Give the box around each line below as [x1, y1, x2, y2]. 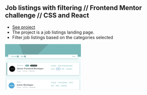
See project [12, 24, 35, 30]
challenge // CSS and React [5, 12, 89, 20]
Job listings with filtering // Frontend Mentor [5, 4, 142, 12]
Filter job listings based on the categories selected [12, 34, 113, 40]
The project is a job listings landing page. [12, 29, 95, 35]
